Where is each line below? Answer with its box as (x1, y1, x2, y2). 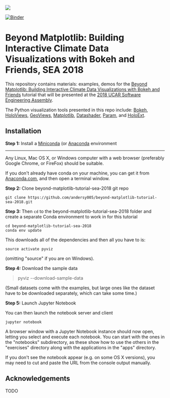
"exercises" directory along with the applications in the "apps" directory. (5, 344, 156, 350)
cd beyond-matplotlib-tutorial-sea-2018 (5, 223, 92, 229)
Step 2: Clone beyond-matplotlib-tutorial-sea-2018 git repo (5, 185, 129, 191)
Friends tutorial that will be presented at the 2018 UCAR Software (5, 92, 141, 98)
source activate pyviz (5, 246, 53, 251)
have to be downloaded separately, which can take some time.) (5, 290, 138, 296)
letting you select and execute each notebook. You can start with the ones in (5, 334, 165, 340)
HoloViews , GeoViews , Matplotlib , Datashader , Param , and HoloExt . (5, 112, 146, 118)
